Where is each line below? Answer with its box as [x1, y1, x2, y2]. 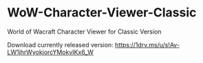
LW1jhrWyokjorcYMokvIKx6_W [7, 48, 94, 56]
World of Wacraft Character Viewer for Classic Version [7, 27, 162, 36]
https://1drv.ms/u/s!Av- [114, 40, 180, 49]
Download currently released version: [7, 40, 114, 49]
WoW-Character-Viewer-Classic [7, 5, 197, 21]
